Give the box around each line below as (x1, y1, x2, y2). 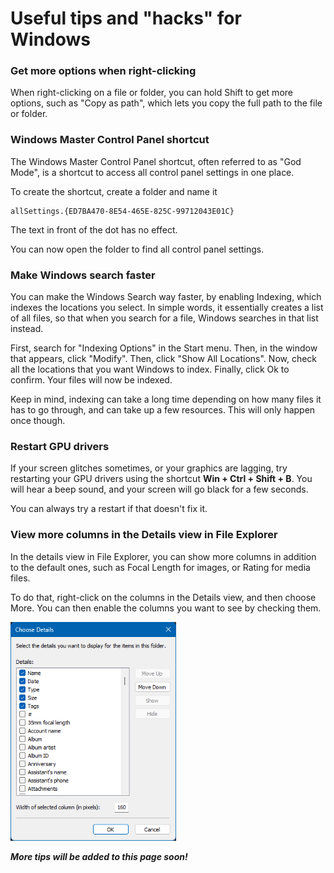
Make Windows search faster (10, 268, 156, 282)
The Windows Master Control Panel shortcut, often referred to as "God (10, 155, 302, 167)
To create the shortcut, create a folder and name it (10, 185, 218, 197)
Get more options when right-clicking (10, 64, 197, 78)
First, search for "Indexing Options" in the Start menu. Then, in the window (10, 342, 318, 354)
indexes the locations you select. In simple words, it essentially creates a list (10, 302, 324, 314)
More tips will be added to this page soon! (10, 850, 188, 862)
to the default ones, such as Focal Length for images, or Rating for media (10, 561, 311, 573)
